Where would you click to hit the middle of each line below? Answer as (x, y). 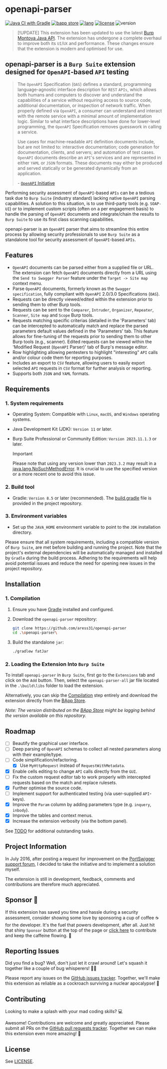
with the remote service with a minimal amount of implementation (84, 116)
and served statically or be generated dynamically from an (77, 168)
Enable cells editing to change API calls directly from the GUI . (75, 771)
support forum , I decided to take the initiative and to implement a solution (80, 864)
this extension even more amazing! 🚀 (43, 1034)
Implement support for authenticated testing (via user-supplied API (81, 793)
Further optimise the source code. (47, 788)
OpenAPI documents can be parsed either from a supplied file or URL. (83, 267)
